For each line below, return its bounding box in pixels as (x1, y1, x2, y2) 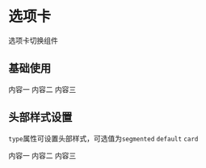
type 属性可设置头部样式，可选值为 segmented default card (8, 133, 199, 143)
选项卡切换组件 (8, 36, 58, 45)
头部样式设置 (8, 111, 73, 124)
